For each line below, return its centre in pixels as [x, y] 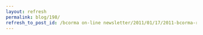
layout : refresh [26, 12]
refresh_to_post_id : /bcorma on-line [53, 23]
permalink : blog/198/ [33, 17]
